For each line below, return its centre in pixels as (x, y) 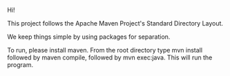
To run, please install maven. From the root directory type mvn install (105, 50)
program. (20, 65)
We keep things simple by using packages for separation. (89, 37)
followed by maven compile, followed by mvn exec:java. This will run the (110, 57)
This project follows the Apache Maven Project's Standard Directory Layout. (115, 23)
